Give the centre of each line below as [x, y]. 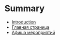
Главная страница [30, 27]
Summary [24, 9]
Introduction [24, 22]
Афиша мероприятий [33, 32]
